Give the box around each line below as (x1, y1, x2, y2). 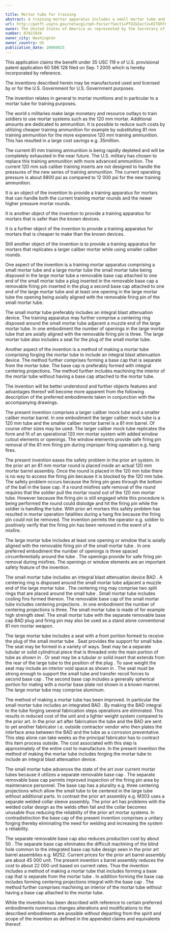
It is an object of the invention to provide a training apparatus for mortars (5, 189, 158, 196)
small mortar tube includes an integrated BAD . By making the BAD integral (5, 702, 162, 708)
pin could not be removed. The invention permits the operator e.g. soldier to (5, 516, 164, 523)
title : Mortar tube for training (5, 12, 76, 17)
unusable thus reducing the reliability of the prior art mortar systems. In (5, 809, 155, 815)
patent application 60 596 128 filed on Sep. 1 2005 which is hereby (5, 64, 146, 70)
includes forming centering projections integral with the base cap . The (5, 879, 154, 885)
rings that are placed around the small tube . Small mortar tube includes (5, 590, 156, 596)
